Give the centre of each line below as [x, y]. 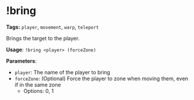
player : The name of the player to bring [62, 72]
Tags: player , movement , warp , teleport [52, 27]
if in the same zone [38, 85]
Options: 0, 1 [39, 91]
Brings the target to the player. [43, 38]
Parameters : [21, 61]
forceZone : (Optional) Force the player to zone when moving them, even [101, 78]
